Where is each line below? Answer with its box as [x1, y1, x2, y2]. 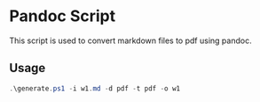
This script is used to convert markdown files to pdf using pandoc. [9, 35, 252, 46]
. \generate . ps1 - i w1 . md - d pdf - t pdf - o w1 [9, 84, 180, 93]
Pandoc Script [9, 6, 116, 26]
